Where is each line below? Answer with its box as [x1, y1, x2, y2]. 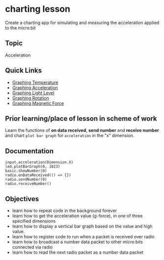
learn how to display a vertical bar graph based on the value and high [12, 223, 153, 229]
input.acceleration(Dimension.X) [5, 160, 74, 165]
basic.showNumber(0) [5, 168, 48, 174]
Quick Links [5, 66, 42, 75]
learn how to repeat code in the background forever [12, 208, 117, 213]
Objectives [5, 195, 39, 203]
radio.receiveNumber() [5, 182, 52, 186]
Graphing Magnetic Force [12, 100, 64, 106]
